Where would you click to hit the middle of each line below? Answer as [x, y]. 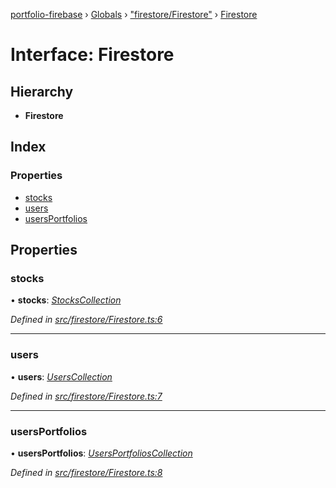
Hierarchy [42, 91]
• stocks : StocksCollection [66, 300]
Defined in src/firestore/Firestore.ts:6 [86, 320]
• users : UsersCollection [61, 376]
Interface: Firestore [92, 55]
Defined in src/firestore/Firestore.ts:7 [86, 396]
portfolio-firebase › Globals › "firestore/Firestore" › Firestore [134, 14]
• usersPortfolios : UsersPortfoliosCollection [101, 453]
